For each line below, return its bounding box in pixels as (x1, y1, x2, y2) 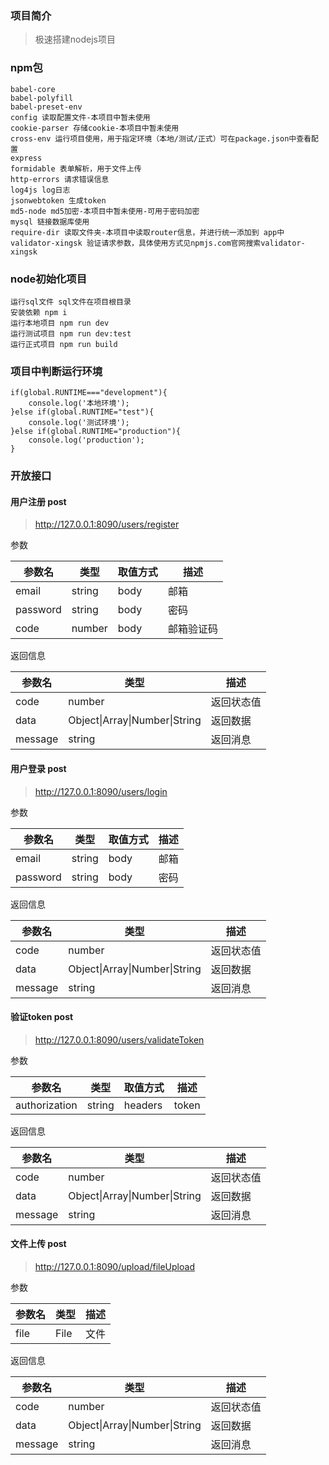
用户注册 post (10, 495, 67, 507)
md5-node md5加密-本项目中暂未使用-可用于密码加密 (10, 206, 200, 216)
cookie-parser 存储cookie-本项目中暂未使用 (10, 123, 180, 133)
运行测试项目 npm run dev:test (10, 328, 132, 339)
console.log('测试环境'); (28, 418, 130, 428)
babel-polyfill (10, 93, 74, 103)
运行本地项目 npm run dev (10, 318, 110, 328)
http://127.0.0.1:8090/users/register (34, 518, 180, 531)
